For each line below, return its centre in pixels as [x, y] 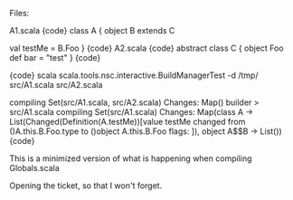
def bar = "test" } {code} [55, 57]
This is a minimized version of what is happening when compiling [131, 158]
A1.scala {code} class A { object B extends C [92, 30]
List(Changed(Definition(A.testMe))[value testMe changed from [128, 122]
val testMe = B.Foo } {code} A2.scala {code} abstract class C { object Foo [146, 48]
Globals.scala [35, 168]
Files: [19, 13]
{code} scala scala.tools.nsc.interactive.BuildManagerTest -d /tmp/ [134, 75]
